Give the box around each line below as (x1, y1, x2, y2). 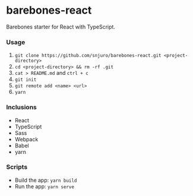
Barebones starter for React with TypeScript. (6, 23, 116, 30)
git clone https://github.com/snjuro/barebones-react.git (14, 53, 162, 59)
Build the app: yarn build (14, 176, 77, 184)
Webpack (14, 135, 39, 143)
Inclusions (6, 103, 37, 112)
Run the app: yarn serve (14, 182, 74, 190)
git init (14, 77, 37, 83)
